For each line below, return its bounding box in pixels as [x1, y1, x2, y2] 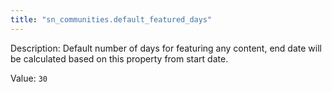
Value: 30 [10, 72, 48, 84]
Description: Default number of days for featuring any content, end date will [10, 42, 322, 54]
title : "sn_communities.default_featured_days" [10, 14, 213, 25]
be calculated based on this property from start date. [10, 52, 229, 65]
